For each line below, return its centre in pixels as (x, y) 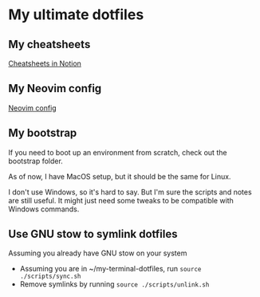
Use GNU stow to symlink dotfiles (93, 234)
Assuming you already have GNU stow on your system (98, 253)
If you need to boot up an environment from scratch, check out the (118, 152)
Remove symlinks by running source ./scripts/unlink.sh (114, 284)
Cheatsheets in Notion (45, 63)
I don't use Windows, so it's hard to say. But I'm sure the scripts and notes (130, 192)
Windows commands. (44, 209)
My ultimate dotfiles (76, 15)
